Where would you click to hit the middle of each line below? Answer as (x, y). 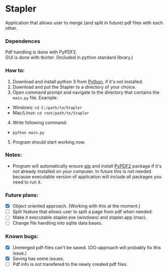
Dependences (23, 41)
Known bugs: (22, 236)
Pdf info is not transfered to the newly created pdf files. (70, 264)
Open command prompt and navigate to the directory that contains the (86, 92)
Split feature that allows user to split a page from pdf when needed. (82, 212)
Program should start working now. (49, 142)
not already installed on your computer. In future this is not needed (82, 171)
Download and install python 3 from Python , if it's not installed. (78, 82)
